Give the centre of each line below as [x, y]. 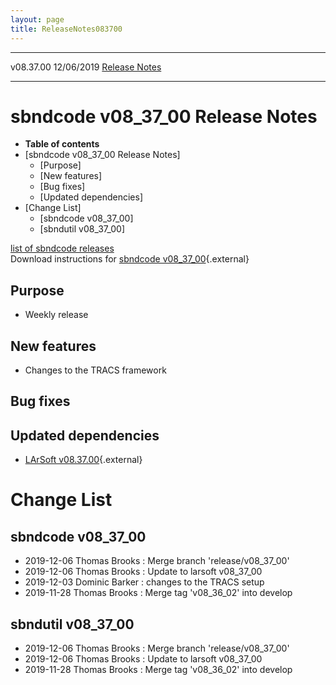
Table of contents [62, 144]
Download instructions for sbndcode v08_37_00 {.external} [130, 259]
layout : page [37, 19]
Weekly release [56, 315]
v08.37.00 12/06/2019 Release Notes [86, 67]
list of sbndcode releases [62, 248]
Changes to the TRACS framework [95, 370]
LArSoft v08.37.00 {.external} [83, 460]
